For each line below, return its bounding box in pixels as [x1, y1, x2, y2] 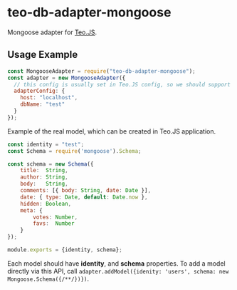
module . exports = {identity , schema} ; [7, 246, 122, 254]
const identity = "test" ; [7, 141, 84, 148]
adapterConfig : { [14, 87, 65, 95]
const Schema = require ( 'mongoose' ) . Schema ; [7, 147, 142, 154]
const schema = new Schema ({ [7, 160, 94, 168]
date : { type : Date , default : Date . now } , [20, 194, 148, 201]
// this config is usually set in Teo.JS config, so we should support [14, 81, 231, 88]
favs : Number [33, 220, 75, 227]
